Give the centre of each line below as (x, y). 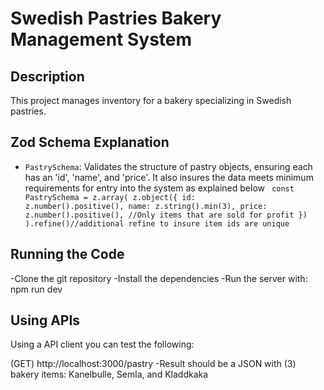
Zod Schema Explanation (90, 142)
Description (47, 76)
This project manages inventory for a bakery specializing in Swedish (151, 100)
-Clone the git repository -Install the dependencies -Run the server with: (159, 278)
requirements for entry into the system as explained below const (159, 188)
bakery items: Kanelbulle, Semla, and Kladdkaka (109, 374)
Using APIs (45, 320)
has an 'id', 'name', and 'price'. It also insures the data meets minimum (169, 177)
